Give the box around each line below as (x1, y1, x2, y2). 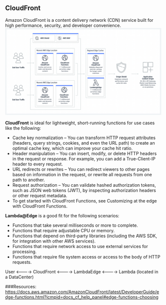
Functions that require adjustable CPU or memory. (12, 228, 115, 234)
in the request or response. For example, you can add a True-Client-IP (12, 156, 156, 162)
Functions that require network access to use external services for (12, 244, 148, 250)
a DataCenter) (5, 274, 34, 280)
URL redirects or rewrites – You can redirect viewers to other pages (12, 166, 150, 172)
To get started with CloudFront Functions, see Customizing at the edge (12, 198, 157, 204)
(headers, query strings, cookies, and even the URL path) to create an (12, 140, 155, 146)
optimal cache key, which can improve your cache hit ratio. (12, 146, 133, 152)
